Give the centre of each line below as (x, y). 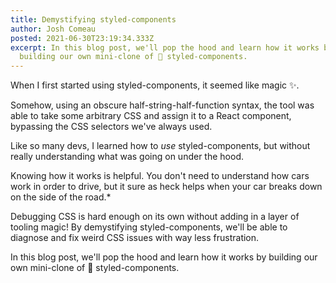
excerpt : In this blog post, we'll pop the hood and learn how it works (165, 47)
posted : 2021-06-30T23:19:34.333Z (82, 38)
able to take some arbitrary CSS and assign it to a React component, (151, 116)
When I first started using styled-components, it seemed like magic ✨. (155, 85)
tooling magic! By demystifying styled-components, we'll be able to (149, 227)
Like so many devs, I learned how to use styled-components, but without (160, 146)
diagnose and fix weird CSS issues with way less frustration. (135, 238)
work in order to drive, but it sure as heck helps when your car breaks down (166, 187)
